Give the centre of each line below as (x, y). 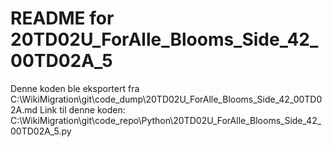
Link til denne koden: (82, 109)
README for (62, 18)
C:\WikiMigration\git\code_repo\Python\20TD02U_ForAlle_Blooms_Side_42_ (166, 120)
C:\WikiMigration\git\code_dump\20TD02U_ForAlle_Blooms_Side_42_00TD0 (166, 99)
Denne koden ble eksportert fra (75, 88)
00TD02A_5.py (41, 131)
